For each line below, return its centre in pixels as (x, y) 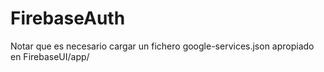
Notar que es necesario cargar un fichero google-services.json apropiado (162, 46)
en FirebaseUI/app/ (50, 56)
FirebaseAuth (68, 18)
